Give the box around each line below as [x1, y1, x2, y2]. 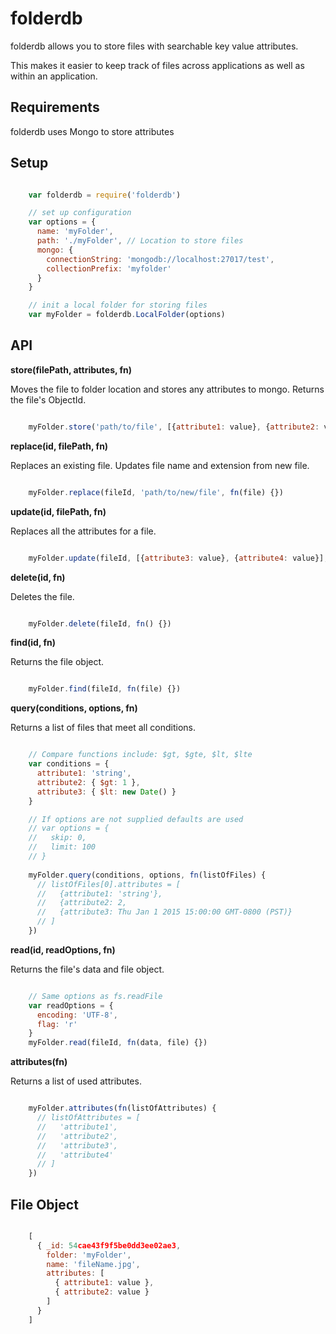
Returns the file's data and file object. [10, 963, 165, 975]
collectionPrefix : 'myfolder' [46, 263, 172, 274]
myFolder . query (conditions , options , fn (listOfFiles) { [28, 870, 267, 880]
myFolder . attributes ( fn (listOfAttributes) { [28, 1103, 217, 1114]
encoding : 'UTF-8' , [36, 1010, 118, 1020]
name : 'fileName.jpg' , [46, 1259, 141, 1269]
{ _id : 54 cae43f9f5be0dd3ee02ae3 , [36, 1240, 182, 1251]
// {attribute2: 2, [36, 898, 128, 908]
